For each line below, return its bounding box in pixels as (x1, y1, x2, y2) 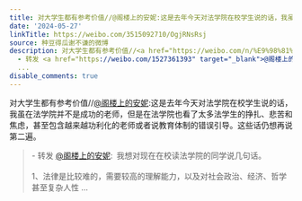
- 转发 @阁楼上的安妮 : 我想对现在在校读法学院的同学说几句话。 (31, 150, 267, 161)
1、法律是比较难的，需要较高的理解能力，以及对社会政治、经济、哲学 (31, 170, 288, 181)
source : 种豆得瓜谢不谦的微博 (9, 38, 110, 48)
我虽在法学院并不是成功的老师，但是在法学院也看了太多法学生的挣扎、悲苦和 (9, 109, 293, 119)
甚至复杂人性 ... (31, 181, 88, 193)
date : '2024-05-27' (9, 22, 83, 31)
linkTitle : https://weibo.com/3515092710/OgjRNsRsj (9, 30, 207, 39)
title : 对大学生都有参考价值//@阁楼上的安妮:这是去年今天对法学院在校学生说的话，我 (9, 13, 288, 22)
